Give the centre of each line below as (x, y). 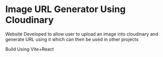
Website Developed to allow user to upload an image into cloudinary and (82, 34)
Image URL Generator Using (66, 9)
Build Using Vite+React (30, 49)
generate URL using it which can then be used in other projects (72, 39)
